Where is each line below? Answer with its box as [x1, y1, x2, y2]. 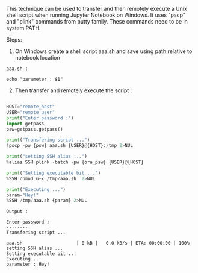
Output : [6, 209, 28, 215]
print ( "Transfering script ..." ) [6, 137, 90, 143]
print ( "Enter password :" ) [6, 115, 74, 121]
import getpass [6, 121, 45, 127]
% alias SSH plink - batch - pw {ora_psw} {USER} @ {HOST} [6, 159, 144, 165]
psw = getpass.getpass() [6, 126, 63, 132]
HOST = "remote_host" [6, 104, 55, 110]
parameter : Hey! [6, 262, 50, 268]
